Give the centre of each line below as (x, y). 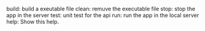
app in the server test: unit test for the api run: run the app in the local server (103, 15)
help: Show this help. (33, 22)
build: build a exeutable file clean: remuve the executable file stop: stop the (101, 9)
